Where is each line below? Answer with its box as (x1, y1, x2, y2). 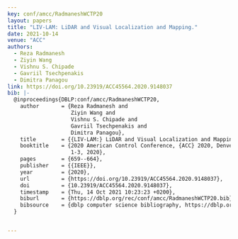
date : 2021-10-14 (7, 30, 59, 38)
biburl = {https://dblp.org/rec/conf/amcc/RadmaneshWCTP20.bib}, (20, 195, 236, 202)
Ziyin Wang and (70, 109, 115, 116)
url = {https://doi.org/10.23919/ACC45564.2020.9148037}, (20, 175, 223, 182)
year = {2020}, (20, 168, 91, 176)
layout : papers (7, 17, 52, 24)
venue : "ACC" (7, 37, 46, 44)
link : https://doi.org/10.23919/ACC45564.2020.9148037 (7, 83, 173, 90)
